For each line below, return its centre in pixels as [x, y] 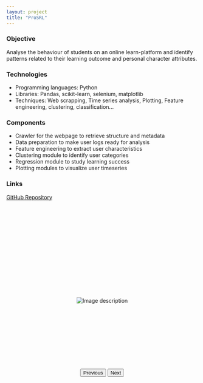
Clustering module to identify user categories [72, 155]
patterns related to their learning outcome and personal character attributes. [102, 58]
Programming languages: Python [56, 88]
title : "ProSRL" [27, 18]
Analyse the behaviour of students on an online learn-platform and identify [100, 52]
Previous [93, 372]
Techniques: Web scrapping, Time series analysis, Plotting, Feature [99, 100]
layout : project [27, 12]
